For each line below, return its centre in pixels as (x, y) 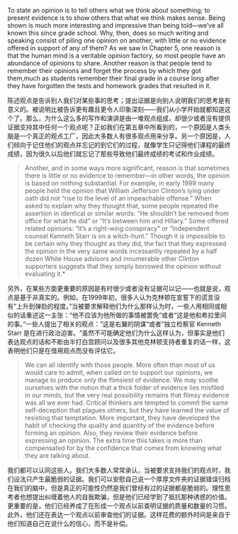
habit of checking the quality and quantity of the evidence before (119, 425)
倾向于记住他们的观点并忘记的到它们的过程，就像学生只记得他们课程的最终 (122, 145)
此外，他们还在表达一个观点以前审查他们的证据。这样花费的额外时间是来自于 (119, 514)
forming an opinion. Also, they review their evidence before (111, 433)
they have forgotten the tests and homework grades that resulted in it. (109, 86)
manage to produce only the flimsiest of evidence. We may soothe (121, 380)
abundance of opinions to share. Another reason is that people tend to (110, 63)
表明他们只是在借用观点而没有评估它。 (63, 351)
